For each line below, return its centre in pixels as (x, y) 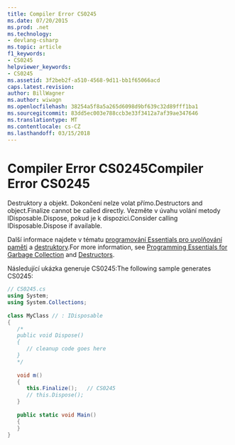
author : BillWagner (36, 93)
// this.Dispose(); (55, 395)
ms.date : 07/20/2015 (38, 21)
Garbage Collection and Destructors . (61, 255)
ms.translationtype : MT (43, 120)
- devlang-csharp (33, 41)
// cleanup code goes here (66, 349)
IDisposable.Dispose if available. (55, 226)
